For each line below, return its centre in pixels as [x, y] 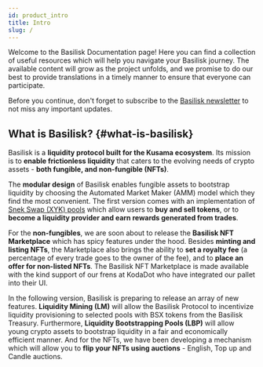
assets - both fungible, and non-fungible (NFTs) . [88, 169]
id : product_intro [38, 15]
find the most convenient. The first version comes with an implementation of [131, 202]
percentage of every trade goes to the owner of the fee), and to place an [126, 258]
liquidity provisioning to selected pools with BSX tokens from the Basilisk [126, 315]
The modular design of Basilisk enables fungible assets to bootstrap [119, 184]
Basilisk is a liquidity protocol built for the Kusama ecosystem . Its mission [130, 153]
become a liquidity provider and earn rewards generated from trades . [123, 218]
